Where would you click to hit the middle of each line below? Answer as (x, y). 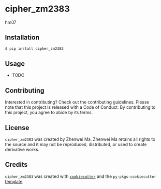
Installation (22, 37)
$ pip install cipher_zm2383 (34, 49)
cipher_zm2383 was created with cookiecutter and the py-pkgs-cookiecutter (81, 176)
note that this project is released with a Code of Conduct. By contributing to (80, 107)
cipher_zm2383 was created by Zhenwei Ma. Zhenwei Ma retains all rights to (80, 139)
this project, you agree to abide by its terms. (49, 113)
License (17, 127)
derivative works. (22, 150)
